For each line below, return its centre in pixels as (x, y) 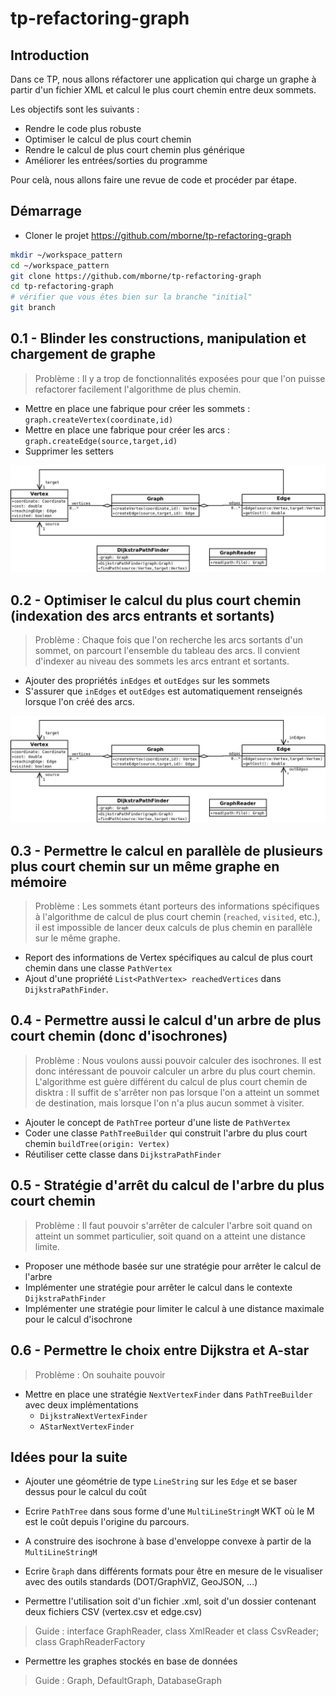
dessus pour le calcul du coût (85, 1492)
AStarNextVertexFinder (87, 1427)
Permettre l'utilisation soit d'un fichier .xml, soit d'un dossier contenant (170, 1601)
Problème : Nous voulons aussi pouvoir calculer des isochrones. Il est (178, 1060)
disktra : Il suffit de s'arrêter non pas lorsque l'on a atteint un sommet (177, 1092)
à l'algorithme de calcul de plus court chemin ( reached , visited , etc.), (177, 917)
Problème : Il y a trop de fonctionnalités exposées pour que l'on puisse (180, 378)
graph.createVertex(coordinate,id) (99, 420)
